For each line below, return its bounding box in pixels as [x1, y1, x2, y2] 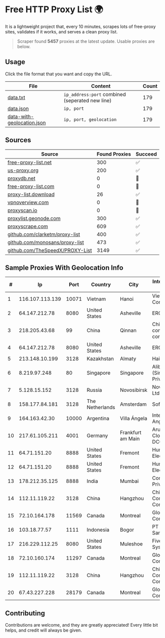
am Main [120, 435, 140, 442]
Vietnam [86, 296, 106, 303]
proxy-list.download [7, 191, 55, 197]
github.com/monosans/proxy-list [7, 239, 84, 246]
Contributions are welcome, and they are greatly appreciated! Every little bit [5, 622, 158, 628]
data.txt [7, 94, 26, 101]
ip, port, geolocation [63, 117, 117, 122]
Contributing [5, 609, 45, 617]
